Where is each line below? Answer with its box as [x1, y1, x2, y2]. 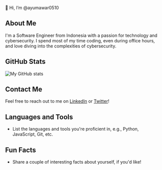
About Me [5, 19, 36, 27]
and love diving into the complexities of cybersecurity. [5, 43, 117, 49]
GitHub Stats [5, 57, 46, 66]
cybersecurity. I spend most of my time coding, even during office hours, [5, 37, 156, 43]
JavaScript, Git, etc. [12, 131, 53, 137]
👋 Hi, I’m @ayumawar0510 [5, 5, 59, 10]
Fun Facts [5, 146, 36, 154]
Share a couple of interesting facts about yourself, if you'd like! [12, 159, 142, 165]
